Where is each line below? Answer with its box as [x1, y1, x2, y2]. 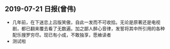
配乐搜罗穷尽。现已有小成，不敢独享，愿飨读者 [12, 32, 111, 38]
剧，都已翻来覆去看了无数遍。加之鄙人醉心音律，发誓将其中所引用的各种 [12, 25, 165, 31]
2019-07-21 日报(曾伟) [5, 5, 76, 14]
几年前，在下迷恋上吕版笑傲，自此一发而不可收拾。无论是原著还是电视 [12, 19, 161, 25]
